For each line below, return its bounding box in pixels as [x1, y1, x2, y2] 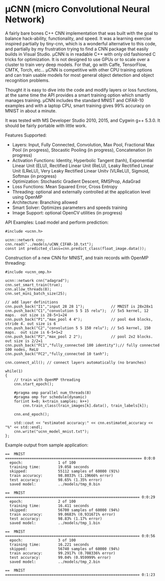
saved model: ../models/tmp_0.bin [9, 481, 100, 486]
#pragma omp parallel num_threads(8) [14, 390, 92, 395]
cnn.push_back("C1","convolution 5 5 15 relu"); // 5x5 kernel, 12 [5, 308, 149, 313]
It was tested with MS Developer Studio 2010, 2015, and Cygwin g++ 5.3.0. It [5, 117, 161, 123]
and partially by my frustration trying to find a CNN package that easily [5, 46, 149, 52]
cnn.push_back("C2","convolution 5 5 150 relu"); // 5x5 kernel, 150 [5, 325, 151, 331]
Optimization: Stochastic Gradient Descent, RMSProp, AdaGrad [12, 178, 141, 184]
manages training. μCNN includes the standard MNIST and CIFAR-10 [5, 97, 144, 103]
